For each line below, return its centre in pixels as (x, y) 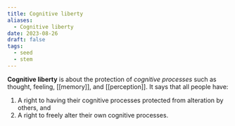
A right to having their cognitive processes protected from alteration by (120, 100)
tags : (15, 46)
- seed (23, 53)
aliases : (20, 20)
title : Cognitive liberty (45, 14)
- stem (23, 59)
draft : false (26, 40)
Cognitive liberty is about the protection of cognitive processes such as (112, 79)
